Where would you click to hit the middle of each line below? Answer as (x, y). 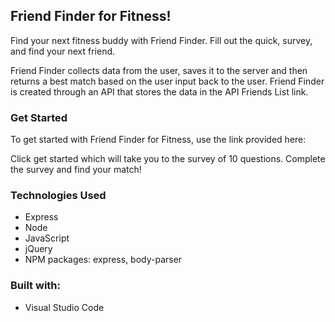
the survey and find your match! (76, 170)
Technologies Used (58, 196)
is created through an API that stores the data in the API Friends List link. (159, 91)
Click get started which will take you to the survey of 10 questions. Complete (168, 159)
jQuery (38, 249)
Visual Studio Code (64, 307)
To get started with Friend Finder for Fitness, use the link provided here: (158, 140)
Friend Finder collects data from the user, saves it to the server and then (159, 70)
